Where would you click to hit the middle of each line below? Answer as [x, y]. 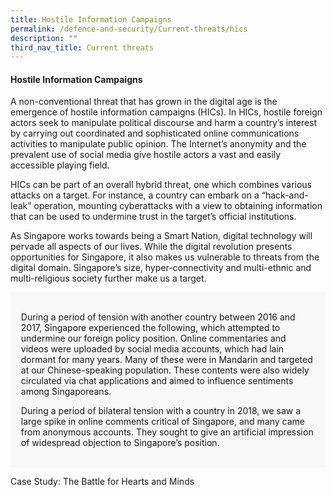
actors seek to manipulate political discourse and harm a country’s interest [164, 123]
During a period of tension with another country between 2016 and [158, 317]
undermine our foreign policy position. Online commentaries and [153, 338]
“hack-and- [285, 195]
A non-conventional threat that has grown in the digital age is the [144, 102]
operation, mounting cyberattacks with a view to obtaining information [178, 206]
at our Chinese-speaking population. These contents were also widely [165, 370]
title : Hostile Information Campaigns [91, 19]
